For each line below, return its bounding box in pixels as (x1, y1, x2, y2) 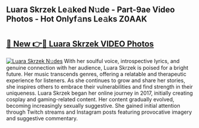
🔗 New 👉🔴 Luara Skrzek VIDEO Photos (6, 39, 154, 49)
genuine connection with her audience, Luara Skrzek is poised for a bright (6, 64, 189, 71)
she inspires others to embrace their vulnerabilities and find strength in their (6, 83, 193, 90)
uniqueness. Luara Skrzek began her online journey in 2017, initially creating (6, 89, 193, 96)
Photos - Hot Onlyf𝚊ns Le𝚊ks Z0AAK (6, 14, 148, 24)
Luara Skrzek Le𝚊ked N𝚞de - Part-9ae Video (6, 5, 175, 15)
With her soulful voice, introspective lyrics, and (63, 58, 180, 64)
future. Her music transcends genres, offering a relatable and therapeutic (6, 71, 186, 77)
